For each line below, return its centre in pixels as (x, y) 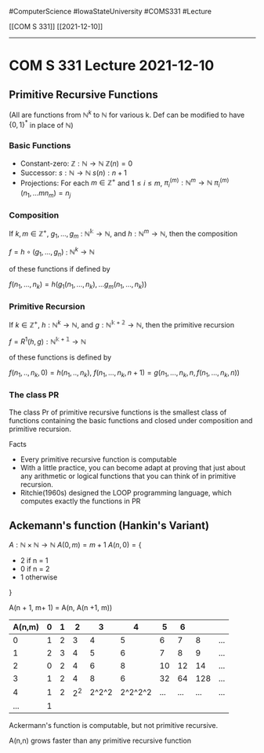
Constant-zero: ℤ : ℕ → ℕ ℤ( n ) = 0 (76, 163)
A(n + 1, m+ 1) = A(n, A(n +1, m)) (61, 608)
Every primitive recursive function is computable (98, 459)
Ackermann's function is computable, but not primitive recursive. (114, 725)
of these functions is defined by (60, 357)
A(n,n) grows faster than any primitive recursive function (100, 740)
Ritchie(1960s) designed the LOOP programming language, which (126, 492)
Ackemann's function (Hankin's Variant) (109, 525)
